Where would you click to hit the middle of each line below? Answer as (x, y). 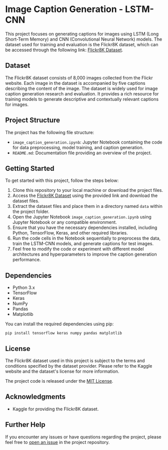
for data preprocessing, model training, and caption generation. (78, 147)
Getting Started (30, 168)
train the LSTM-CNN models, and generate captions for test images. (83, 244)
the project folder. (31, 211)
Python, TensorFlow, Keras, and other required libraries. (70, 233)
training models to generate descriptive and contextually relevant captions (82, 99)
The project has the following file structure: (50, 132)
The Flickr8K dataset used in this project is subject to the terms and (75, 361)
